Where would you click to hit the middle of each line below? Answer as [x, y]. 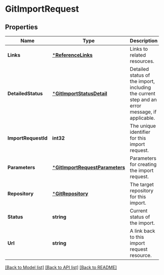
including [141, 87]
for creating [143, 164]
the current [143, 94]
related [138, 55]
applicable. [143, 118]
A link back [143, 231]
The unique [143, 126]
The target [142, 184]
